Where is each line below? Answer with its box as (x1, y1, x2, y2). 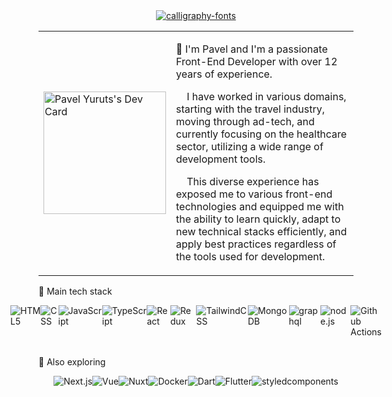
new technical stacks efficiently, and (176, 225, 348, 238)
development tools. (176, 152, 266, 166)
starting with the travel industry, (176, 102, 325, 116)
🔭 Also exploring (38, 356, 106, 368)
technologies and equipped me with (176, 200, 345, 213)
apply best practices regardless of (176, 237, 337, 251)
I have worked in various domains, (186, 90, 347, 103)
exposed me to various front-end (176, 187, 333, 201)
